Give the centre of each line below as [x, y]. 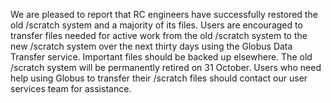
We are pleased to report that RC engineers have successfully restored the [164, 14]
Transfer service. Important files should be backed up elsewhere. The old [161, 57]
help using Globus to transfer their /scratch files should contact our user [159, 78]
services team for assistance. [71, 88]
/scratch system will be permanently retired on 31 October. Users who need [166, 67]
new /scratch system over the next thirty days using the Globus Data [151, 46]
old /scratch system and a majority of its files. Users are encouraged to [156, 25]
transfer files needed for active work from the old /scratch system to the [159, 35]
